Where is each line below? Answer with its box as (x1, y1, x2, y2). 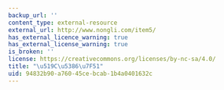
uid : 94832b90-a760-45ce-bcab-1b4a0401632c (8, 70, 153, 77)
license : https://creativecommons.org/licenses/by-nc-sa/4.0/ (8, 56, 216, 63)
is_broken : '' (8, 48, 55, 56)
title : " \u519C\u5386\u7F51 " (8, 63, 104, 70)
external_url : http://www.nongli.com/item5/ (8, 26, 156, 34)
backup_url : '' (8, 11, 58, 20)
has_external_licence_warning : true (8, 33, 128, 41)
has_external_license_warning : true (8, 41, 128, 49)
